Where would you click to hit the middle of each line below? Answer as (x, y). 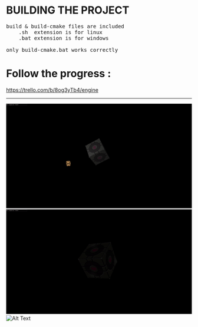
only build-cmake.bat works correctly (62, 50)
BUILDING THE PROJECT (68, 10)
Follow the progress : (59, 74)
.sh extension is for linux (61, 32)
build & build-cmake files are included (65, 26)
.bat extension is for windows (64, 38)
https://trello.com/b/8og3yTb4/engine (52, 90)
